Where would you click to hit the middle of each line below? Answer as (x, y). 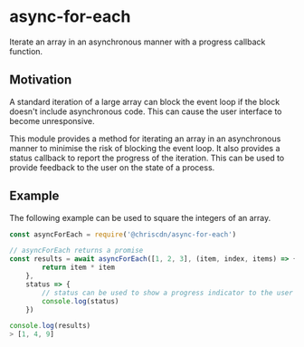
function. (26, 51)
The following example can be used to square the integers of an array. (140, 217)
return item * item (79, 268)
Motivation (41, 80)
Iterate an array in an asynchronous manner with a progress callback (138, 42)
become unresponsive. (52, 120)
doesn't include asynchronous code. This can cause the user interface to (146, 111)
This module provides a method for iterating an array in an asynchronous (145, 139)
